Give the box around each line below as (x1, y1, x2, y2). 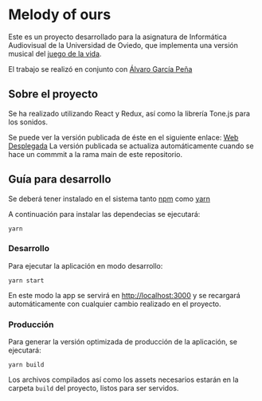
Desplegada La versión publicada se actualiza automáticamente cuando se (8, 141, 254, 151)
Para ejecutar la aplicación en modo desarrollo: (8, 261, 163, 270)
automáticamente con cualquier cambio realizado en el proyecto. (8, 299, 221, 309)
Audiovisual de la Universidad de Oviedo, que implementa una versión (8, 40, 239, 49)
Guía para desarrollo (8, 173, 111, 187)
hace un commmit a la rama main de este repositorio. (8, 149, 183, 159)
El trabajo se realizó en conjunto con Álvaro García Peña (8, 64, 193, 73)
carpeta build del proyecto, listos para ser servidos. (8, 383, 179, 393)
